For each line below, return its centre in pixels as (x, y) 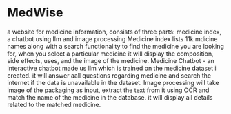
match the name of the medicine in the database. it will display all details (110, 97)
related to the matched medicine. (54, 104)
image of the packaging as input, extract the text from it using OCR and (108, 90)
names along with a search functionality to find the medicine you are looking (115, 46)
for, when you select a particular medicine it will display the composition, (110, 54)
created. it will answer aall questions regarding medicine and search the (109, 75)
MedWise (35, 13)
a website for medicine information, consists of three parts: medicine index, (114, 32)
